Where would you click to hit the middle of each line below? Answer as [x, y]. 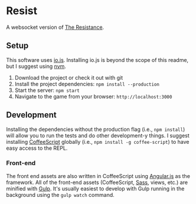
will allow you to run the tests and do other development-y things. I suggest [98, 135]
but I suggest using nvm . [36, 66]
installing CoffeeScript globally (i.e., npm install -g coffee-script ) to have [98, 142]
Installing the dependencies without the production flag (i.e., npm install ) [96, 129]
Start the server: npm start [47, 90]
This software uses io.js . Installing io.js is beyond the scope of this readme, [97, 60]
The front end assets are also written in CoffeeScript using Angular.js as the [98, 176]
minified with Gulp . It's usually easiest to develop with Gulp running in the [95, 188]
